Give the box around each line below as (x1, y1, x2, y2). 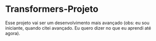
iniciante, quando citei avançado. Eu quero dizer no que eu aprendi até (5, 25, 151, 31)
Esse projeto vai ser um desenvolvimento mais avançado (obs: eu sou (5, 20, 149, 26)
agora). (5, 30, 21, 36)
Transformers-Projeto (5, 3, 99, 15)
